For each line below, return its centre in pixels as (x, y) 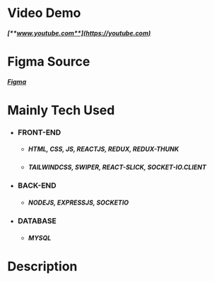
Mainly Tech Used (61, 110)
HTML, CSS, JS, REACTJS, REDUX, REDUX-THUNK (103, 149)
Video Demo (44, 13)
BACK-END (37, 185)
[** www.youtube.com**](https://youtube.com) (79, 33)
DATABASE (37, 221)
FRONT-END (39, 132)
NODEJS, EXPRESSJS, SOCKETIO (78, 202)
